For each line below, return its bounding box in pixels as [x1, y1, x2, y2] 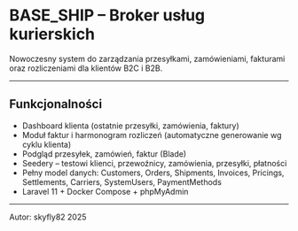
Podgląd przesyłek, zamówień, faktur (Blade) [21, 148, 187, 159]
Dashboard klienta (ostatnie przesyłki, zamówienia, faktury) [21, 120, 239, 131]
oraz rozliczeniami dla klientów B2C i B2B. [9, 63, 163, 73]
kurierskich [9, 24, 96, 44]
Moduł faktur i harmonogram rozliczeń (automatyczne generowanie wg [21, 129, 282, 140]
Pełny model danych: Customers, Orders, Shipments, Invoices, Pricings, [21, 167, 285, 178]
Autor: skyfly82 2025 [9, 212, 87, 222]
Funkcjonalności [9, 96, 103, 112]
